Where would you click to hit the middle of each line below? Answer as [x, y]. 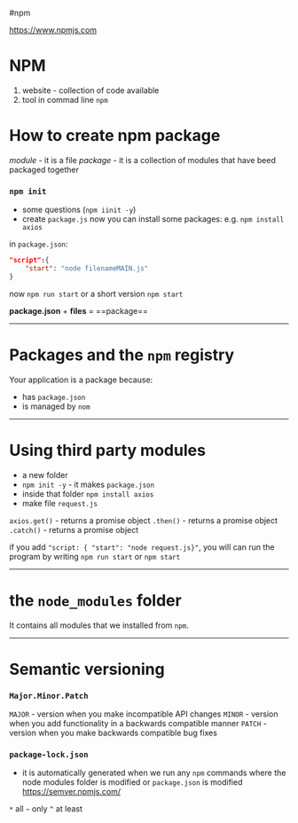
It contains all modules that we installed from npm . [99, 625]
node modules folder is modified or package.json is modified [132, 782]
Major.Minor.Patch [49, 696]
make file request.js [60, 503]
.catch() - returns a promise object [74, 529]
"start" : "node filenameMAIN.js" [87, 269]
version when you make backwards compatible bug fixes [113, 733]
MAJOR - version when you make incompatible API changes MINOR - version [144, 714]
